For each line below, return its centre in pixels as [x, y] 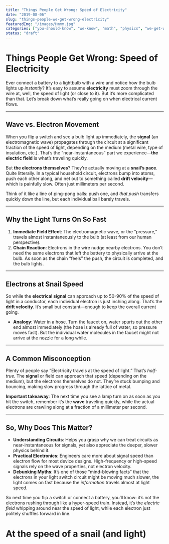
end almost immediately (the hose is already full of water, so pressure [85, 327]
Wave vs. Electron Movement [52, 124]
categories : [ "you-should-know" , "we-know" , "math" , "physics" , [74, 29]
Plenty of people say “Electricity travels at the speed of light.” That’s [76, 371]
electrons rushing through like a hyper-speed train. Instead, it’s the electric [83, 503]
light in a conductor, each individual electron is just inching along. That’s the [84, 302]
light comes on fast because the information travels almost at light [81, 482]
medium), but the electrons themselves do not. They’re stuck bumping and [83, 381]
